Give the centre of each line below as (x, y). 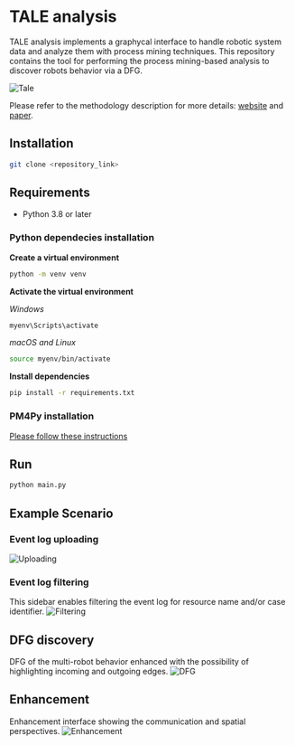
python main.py (38, 486)
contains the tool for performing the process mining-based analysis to (139, 61)
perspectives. (35, 731)
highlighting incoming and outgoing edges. (89, 672)
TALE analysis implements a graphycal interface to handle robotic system (146, 42)
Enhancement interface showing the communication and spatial (128, 721)
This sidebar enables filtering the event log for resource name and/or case (147, 602)
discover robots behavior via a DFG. (76, 71)
